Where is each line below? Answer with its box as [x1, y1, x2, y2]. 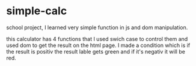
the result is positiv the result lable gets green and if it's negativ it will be [6, 48, 185, 55]
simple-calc [6, 4, 67, 18]
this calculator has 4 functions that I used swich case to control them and [6, 35, 188, 42]
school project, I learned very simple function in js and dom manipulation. [6, 24, 188, 31]
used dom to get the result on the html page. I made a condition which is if [6, 42, 191, 49]
